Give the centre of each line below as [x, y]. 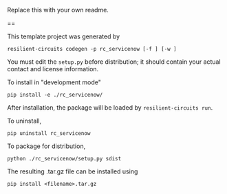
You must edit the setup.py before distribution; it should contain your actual [114, 62]
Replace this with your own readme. [58, 10]
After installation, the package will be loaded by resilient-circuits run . [110, 108]
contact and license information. [53, 69]
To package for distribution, [46, 146]
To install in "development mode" [54, 82]
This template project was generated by [64, 36]
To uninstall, [24, 121]
